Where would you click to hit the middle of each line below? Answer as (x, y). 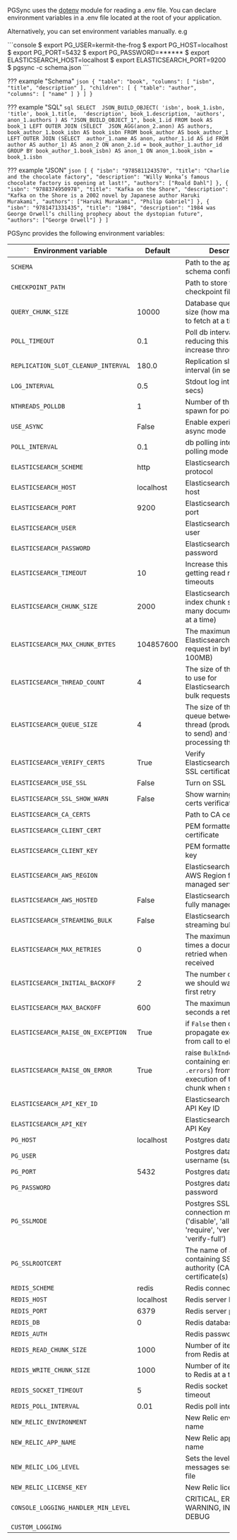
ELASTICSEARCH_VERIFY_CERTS (58, 762)
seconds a (202, 1012)
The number (205, 974)
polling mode (207, 451)
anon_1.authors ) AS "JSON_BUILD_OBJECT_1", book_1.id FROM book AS (110, 120)
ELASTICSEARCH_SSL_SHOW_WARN (60, 799)
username (202, 1160)
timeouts (200, 582)
